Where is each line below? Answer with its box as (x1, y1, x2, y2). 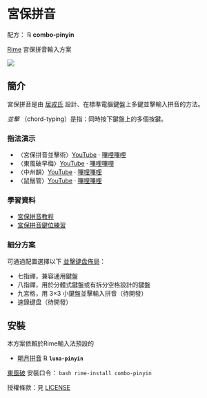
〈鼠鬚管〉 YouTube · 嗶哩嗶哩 (17, 177, 102, 185)
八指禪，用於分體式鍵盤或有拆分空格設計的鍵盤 (17, 281, 150, 289)
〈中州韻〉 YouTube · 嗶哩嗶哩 (17, 168, 102, 176)
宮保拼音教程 (17, 212, 54, 221)
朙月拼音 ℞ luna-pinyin (17, 354, 84, 363)
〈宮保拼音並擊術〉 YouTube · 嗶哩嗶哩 (17, 151, 126, 159)
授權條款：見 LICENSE (7, 383, 71, 392)
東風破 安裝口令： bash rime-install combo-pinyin (7, 369, 152, 377)
